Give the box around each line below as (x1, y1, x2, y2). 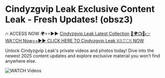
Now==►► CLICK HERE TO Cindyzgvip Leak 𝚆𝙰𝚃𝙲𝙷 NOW (23, 38, 144, 43)
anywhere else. (5, 58, 36, 64)
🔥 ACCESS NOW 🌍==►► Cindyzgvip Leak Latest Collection (5, 31, 130, 37)
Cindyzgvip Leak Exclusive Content (5, 3, 155, 15)
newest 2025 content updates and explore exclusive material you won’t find (5, 53, 161, 59)
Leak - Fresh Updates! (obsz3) (5, 14, 133, 25)
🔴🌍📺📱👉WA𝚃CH (130, 31, 151, 37)
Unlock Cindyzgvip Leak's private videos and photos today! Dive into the (5, 47, 154, 53)
